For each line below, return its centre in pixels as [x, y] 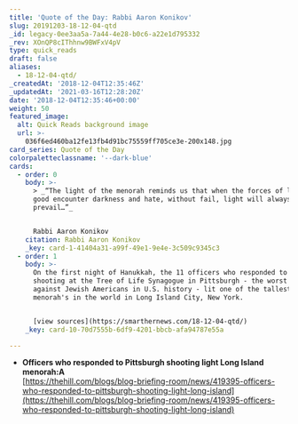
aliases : [25, 68]
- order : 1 [37, 256]
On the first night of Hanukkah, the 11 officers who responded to [160, 273]
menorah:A [43, 372]
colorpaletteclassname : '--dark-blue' [81, 158]
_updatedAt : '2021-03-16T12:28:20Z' [77, 92]
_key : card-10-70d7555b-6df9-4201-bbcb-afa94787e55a [125, 330]
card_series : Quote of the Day [67, 149]
